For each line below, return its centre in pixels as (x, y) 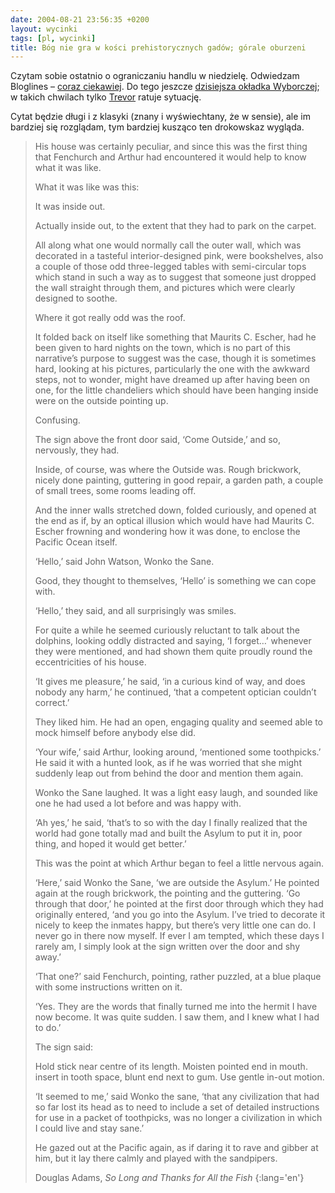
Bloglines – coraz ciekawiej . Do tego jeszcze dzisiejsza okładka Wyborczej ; (165, 87)
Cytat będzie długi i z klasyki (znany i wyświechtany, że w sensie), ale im (160, 117)
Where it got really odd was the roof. (110, 318)
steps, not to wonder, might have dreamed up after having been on (172, 380)
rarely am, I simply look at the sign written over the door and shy (167, 947)
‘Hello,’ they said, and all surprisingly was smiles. (135, 611)
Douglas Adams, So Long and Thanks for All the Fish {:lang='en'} (169, 1178)
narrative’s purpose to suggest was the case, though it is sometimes (175, 358)
